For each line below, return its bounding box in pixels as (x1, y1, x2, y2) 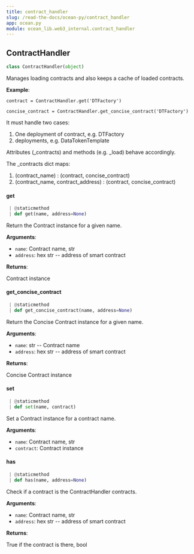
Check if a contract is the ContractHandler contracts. (6, 488, 137, 495)
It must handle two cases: (6, 118, 70, 126)
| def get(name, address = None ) (8, 211, 87, 217)
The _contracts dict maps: (6, 160, 71, 167)
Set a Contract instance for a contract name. (6, 415, 116, 422)
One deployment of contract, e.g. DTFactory (14, 130, 125, 138)
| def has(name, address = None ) (8, 477, 87, 483)
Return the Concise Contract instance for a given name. (6, 318, 144, 325)
